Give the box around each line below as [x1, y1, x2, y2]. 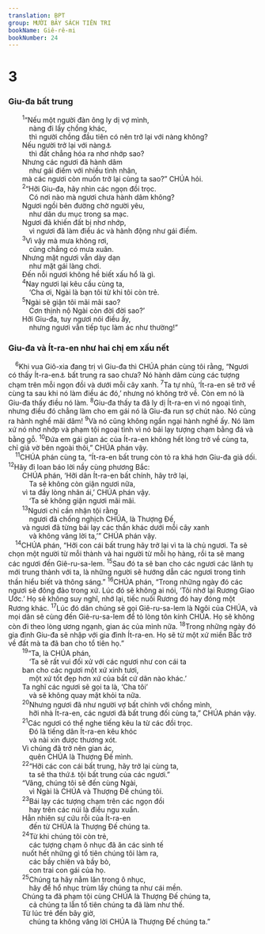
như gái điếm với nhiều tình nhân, [28, 166, 138, 175]
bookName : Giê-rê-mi [8, 26, 77, 34]
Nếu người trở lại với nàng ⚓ [22, 140, 112, 151]
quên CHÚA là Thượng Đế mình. [28, 752, 134, 761]
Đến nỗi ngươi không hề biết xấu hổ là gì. [22, 269, 156, 279]
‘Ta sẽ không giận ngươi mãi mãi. [28, 496, 136, 505]
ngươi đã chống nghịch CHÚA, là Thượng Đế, [28, 514, 176, 524]
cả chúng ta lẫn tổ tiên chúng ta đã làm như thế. [28, 900, 185, 909]
